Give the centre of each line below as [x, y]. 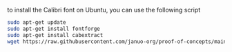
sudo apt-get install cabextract [55, 35]
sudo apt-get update [37, 23]
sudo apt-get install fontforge [54, 29]
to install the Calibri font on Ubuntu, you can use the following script [104, 10]
